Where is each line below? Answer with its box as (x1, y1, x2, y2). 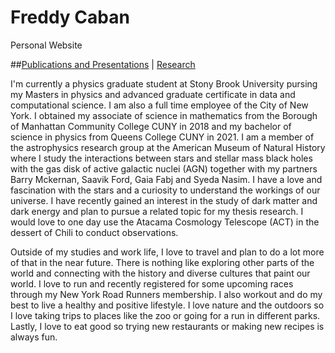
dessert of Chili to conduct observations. (10, 226, 179, 238)
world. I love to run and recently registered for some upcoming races (10, 277, 294, 290)
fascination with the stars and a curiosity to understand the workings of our (10, 184, 321, 196)
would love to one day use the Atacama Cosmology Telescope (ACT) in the (10, 216, 320, 228)
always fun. (10, 331, 58, 343)
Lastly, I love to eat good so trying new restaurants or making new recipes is (10, 320, 325, 332)
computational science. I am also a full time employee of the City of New (10, 99, 309, 111)
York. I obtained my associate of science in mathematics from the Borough (10, 109, 318, 121)
